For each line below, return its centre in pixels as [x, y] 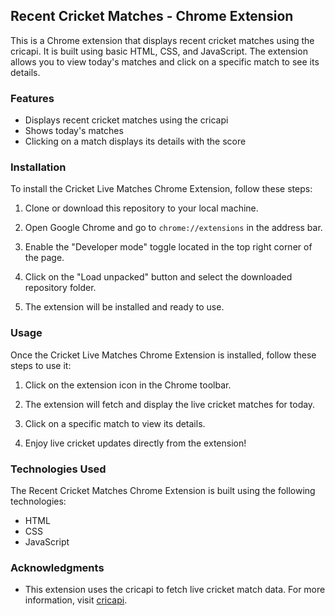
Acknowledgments [57, 567]
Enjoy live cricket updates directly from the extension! [135, 443]
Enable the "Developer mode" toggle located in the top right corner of [168, 247]
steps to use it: [41, 365]
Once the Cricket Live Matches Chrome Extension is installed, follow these [163, 355]
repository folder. [60, 288]
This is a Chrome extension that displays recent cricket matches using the [162, 40]
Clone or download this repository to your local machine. [141, 208]
